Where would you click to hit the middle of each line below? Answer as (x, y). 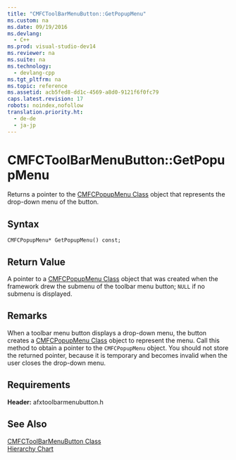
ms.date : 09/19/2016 (38, 27)
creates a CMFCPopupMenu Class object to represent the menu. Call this (113, 340)
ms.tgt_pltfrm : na (34, 79)
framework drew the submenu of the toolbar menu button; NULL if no (106, 287)
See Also (27, 424)
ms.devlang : (25, 33)
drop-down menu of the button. (53, 202)
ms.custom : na (28, 20)
